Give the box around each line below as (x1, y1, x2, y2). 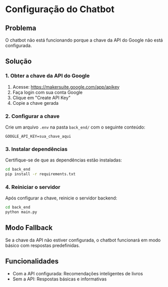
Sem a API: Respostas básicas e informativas (12, 276, 107, 282)
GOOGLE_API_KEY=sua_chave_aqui (5, 134, 71, 139)
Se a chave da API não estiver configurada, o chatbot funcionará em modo (5, 237, 161, 243)
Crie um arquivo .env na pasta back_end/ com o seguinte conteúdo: (5, 124, 146, 130)
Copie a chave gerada (12, 100, 59, 106)
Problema (5, 24, 36, 32)
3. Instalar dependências (5, 145, 68, 152)
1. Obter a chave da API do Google (5, 72, 90, 79)
